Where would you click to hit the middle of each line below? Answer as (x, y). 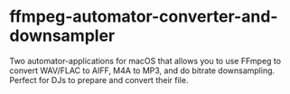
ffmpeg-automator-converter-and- (144, 17)
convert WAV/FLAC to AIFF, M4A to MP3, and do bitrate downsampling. (142, 70)
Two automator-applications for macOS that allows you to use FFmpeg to (145, 61)
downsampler (62, 36)
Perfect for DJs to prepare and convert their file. (99, 80)
